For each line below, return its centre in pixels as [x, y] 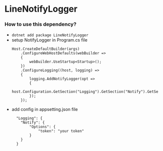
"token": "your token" [61, 131]
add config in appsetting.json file [45, 109]
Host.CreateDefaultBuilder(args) [46, 49]
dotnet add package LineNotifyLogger [50, 35]
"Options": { [42, 127]
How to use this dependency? [41, 24]
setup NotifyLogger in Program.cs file [50, 40]
